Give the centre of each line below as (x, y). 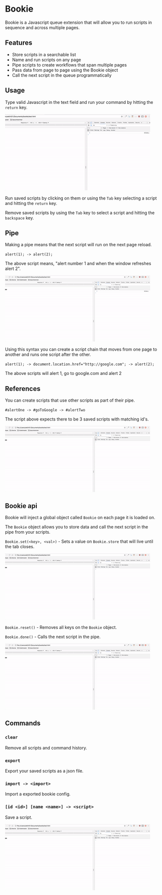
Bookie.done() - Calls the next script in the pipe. (53, 637)
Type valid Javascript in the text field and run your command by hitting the (79, 102)
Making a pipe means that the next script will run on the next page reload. (79, 245)
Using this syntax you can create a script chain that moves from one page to (81, 349)
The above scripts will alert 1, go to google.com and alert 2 (63, 373)
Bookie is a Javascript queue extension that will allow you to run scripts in (79, 22)
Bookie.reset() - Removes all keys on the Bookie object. (61, 627)
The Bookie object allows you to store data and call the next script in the (77, 527)
